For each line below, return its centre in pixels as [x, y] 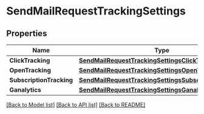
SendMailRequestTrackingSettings [96, 11]
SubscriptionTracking [41, 80]
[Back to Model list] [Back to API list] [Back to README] [76, 105]
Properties [27, 33]
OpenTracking [30, 70]
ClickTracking [30, 60]
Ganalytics [25, 90]
